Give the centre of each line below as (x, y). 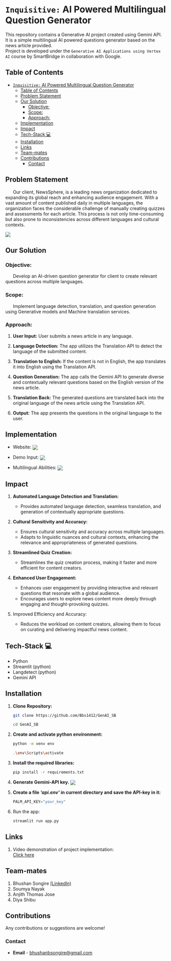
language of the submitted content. (50, 351)
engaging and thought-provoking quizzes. (65, 604)
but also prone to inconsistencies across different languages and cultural (82, 219)
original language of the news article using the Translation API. (79, 403)
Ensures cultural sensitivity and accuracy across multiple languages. (93, 532)
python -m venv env (34, 744)
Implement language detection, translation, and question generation (84, 306)
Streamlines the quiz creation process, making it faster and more (89, 562)
